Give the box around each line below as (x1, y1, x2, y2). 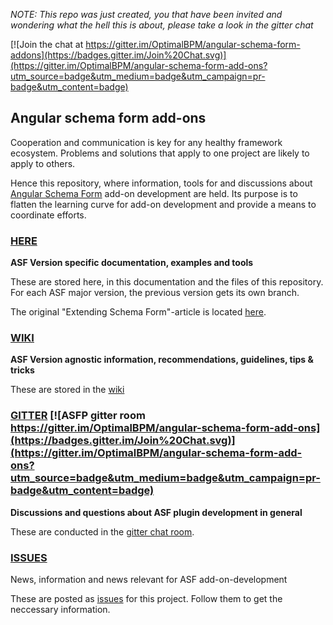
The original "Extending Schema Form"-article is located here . (10, 306, 267, 318)
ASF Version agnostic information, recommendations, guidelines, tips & (10, 354, 314, 366)
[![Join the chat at (10, 39, 84, 50)
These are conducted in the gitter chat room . (10, 525, 195, 538)
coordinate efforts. (10, 209, 87, 221)
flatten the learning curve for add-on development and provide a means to (10, 198, 317, 210)
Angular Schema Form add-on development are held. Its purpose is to (10, 187, 298, 199)
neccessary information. (10, 604, 111, 615)
